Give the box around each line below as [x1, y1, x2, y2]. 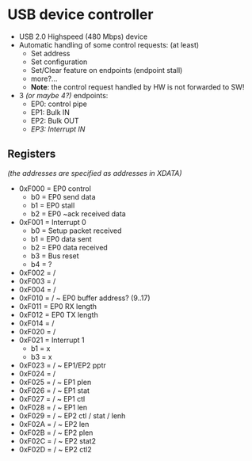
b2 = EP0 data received [30, 242, 108, 252]
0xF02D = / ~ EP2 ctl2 [18, 444, 92, 454]
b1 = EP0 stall [30, 200, 75, 210]
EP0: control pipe [30, 99, 88, 109]
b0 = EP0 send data [30, 192, 96, 201]
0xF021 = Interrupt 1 [18, 335, 85, 345]
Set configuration [30, 57, 88, 67]
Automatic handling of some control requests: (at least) [18, 40, 200, 49]
